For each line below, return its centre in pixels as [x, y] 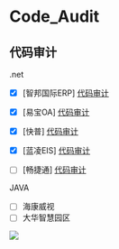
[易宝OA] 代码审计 [56, 112]
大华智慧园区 [46, 217]
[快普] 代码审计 [50, 132]
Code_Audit [55, 17]
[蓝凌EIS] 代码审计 [56, 151]
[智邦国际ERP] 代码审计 [66, 93]
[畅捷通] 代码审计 [54, 170]
